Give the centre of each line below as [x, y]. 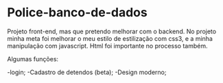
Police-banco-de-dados [77, 13]
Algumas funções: [33, 59]
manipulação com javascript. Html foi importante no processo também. [107, 46]
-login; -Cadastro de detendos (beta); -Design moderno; [87, 72]
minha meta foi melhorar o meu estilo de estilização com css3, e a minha [110, 38]
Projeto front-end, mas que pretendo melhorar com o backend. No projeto [112, 31]
